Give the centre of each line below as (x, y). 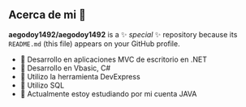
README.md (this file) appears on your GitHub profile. (94, 43)
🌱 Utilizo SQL (42, 85)
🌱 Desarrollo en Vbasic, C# (65, 68)
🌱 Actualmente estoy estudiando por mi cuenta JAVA (108, 93)
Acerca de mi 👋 (47, 15)
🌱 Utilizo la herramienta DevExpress (80, 76)
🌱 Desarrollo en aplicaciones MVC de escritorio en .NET (113, 59)
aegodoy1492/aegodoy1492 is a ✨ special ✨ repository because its (123, 34)
